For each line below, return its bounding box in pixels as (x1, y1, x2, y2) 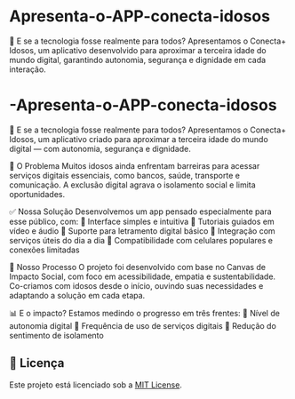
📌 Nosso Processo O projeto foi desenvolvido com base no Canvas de (9, 261, 267, 272)
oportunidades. (9, 188, 65, 199)
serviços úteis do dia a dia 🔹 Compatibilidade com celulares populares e (9, 235, 274, 245)
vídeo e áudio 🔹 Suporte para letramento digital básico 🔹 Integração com (9, 225, 275, 236)
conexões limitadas (9, 244, 80, 255)
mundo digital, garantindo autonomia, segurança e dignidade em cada (9, 54, 267, 65)
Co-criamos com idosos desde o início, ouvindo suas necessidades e (9, 280, 264, 291)
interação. (9, 64, 46, 75)
